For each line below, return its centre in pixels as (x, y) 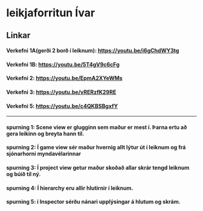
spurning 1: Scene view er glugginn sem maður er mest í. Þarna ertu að (97, 127)
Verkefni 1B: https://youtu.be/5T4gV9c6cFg (63, 64)
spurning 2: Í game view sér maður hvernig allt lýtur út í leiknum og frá (96, 148)
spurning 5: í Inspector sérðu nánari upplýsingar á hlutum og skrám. (93, 202)
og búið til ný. (24, 174)
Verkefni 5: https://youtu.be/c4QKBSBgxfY (62, 106)
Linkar (18, 35)
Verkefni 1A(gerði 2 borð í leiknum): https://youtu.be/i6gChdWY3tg (93, 51)
